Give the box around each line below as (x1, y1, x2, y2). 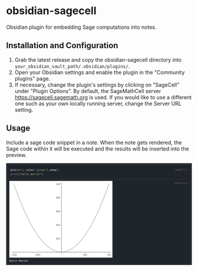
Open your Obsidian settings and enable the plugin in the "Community (14, 69, 185, 76)
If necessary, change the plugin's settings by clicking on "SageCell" (14, 81, 180, 88)
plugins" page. (14, 75, 51, 82)
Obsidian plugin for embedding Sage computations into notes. (6, 24, 157, 31)
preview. (6, 151, 27, 158)
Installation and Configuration (6, 41, 118, 51)
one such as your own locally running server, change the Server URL (14, 100, 181, 107)
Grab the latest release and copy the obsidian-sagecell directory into (14, 56, 181, 63)
